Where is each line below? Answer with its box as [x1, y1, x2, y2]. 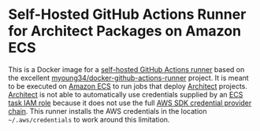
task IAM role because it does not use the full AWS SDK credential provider [8, 98, 252, 107]
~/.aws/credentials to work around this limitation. [8, 115, 170, 124]
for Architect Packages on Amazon [8, 22, 242, 40]
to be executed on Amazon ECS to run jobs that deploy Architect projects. [8, 81, 248, 91]
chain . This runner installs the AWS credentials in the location [8, 106, 207, 115]
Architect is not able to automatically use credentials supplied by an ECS [8, 89, 243, 99]
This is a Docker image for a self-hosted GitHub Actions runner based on [8, 64, 245, 74]
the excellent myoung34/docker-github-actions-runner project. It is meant [8, 73, 250, 82]
